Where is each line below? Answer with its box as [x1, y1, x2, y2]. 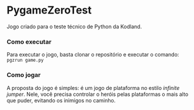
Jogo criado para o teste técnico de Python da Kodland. [6, 23, 142, 30]
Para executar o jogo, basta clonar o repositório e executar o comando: [6, 51, 179, 58]
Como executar [6, 38, 52, 46]
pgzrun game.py [6, 57, 44, 64]
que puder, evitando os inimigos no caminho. [6, 96, 116, 104]
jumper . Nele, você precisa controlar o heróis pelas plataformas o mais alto [6, 91, 189, 98]
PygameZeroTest [6, 4, 92, 17]
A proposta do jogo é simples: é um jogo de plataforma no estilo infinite [6, 84, 180, 91]
